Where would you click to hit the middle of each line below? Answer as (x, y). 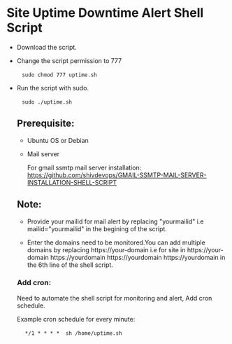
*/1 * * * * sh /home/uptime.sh (73, 333)
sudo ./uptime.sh (47, 102)
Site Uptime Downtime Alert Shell (105, 13)
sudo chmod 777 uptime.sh (59, 75)
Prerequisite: (45, 124)
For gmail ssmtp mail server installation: (84, 167)
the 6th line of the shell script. (70, 265)
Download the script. (47, 47)
